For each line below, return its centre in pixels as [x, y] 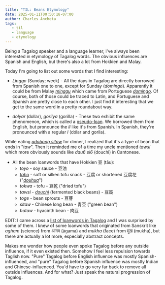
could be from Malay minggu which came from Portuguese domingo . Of [85, 91]
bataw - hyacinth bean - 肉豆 [49, 210]
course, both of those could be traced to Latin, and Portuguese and [81, 96]
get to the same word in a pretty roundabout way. [62, 107]
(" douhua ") [31, 180]
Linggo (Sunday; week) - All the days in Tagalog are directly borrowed [83, 80]
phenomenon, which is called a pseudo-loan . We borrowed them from [83, 122]
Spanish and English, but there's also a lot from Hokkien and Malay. [73, 62]
